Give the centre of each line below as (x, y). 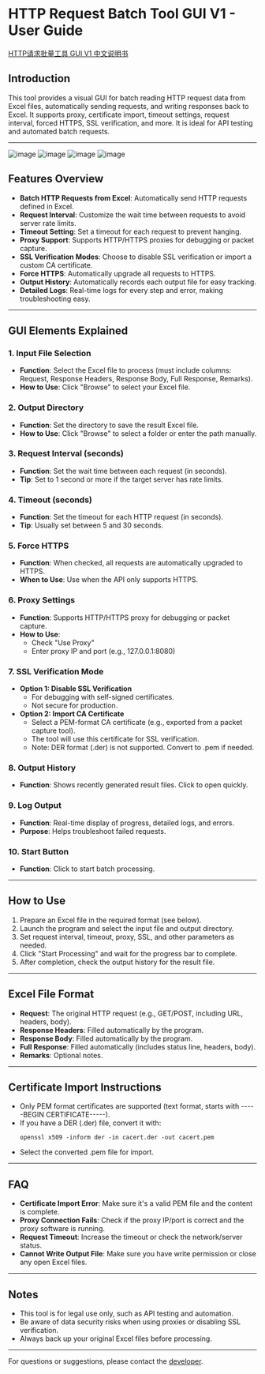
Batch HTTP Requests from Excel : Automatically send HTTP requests (133, 197)
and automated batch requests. (59, 131)
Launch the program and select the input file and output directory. (127, 928)
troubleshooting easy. (55, 298)
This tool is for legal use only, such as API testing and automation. (127, 1313)
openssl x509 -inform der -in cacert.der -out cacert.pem (117, 1138)
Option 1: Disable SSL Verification (76, 689)
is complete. (39, 1212)
